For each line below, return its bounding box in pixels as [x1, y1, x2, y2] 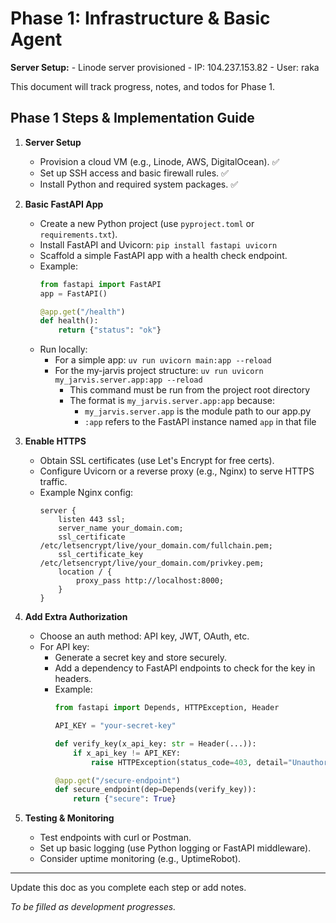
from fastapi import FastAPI [39, 279, 162, 289]
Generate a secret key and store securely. [54, 652, 228, 664]
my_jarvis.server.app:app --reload [54, 375, 203, 386]
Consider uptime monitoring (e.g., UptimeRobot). [39, 853, 242, 865]
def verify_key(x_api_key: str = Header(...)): [54, 738, 257, 749]
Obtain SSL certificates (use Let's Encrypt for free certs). [39, 455, 275, 467]
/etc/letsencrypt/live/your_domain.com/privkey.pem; [39, 558, 265, 569]
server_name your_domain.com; [58, 523, 184, 534]
